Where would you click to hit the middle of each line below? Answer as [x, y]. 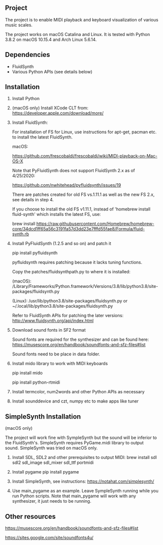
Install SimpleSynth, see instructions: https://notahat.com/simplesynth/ [83, 481]
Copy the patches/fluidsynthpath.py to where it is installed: [71, 272]
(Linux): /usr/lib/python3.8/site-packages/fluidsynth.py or [70, 301]
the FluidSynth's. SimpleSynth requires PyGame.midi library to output [74, 443]
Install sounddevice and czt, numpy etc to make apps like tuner [75, 401]
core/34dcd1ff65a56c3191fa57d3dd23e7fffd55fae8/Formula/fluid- [78, 229]
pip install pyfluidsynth [35, 253]
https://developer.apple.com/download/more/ [58, 113]
